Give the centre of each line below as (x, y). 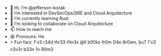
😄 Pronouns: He (27, 36)
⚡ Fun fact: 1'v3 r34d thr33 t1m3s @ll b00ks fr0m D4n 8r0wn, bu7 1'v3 (83, 42)
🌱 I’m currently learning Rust (39, 18)
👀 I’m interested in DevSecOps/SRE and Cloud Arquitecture (71, 13)
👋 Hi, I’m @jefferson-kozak (38, 8)
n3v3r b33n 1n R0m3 (32, 49)
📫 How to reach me (31, 29)
